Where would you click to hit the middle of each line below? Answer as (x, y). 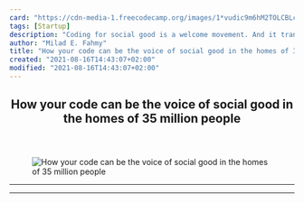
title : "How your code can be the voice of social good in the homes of (149, 51)
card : (19, 18)
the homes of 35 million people (152, 119)
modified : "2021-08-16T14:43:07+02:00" (85, 69)
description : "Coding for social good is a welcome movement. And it (143, 34)
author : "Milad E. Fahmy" (58, 43)
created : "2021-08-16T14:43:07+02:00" (82, 60)
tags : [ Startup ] (40, 26)
